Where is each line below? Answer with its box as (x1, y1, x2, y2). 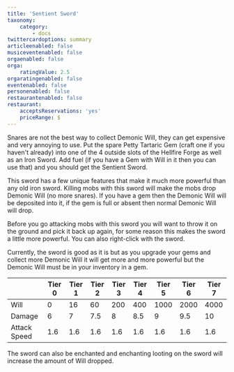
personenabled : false (7, 88, 70, 95)
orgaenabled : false (7, 56, 64, 63)
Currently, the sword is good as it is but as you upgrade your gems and (7, 248, 211, 256)
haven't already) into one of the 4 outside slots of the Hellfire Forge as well (7, 148, 221, 156)
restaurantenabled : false (7, 95, 82, 102)
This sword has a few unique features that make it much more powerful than (7, 176, 226, 185)
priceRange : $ (19, 114, 61, 121)
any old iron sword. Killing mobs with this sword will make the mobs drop (7, 184, 217, 192)
